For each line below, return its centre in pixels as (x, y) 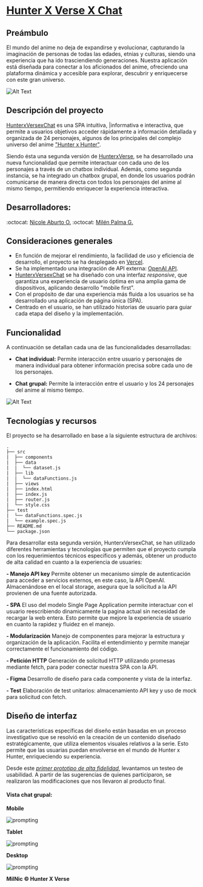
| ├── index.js (27, 495)
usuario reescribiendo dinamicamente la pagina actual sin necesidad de (96, 611)
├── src (16, 452)
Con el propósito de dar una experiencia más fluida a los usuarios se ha (104, 294)
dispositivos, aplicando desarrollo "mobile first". (75, 288)
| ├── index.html (29, 489)
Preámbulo (27, 33)
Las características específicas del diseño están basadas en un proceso (96, 731)
